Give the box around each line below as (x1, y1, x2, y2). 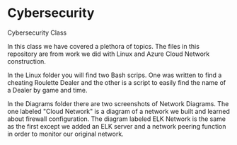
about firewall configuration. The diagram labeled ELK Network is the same (7, 115, 226, 123)
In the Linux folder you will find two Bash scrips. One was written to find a (7, 71, 222, 79)
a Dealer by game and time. (7, 86, 88, 94)
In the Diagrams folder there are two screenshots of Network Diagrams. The (7, 99, 229, 108)
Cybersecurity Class (7, 28, 67, 37)
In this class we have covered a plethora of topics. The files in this (7, 42, 200, 50)
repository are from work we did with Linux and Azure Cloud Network (7, 50, 210, 58)
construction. (7, 57, 46, 65)
